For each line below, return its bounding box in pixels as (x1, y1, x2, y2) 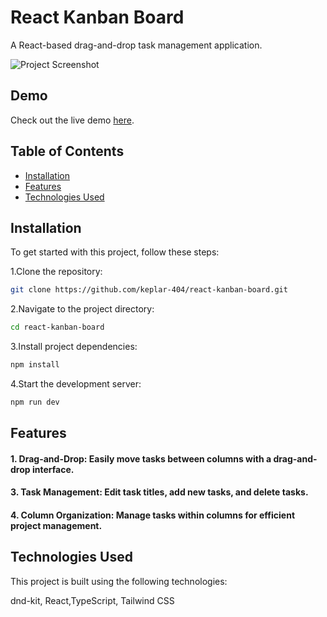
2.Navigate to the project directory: (10, 303, 155, 315)
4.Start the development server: (10, 378, 142, 390)
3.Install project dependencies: (10, 341, 138, 353)
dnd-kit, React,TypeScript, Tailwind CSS (10, 594, 175, 606)
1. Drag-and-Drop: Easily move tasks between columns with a (10, 452, 272, 465)
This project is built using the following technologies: (10, 575, 228, 587)
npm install (10, 360, 60, 370)
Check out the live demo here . (10, 114, 135, 126)
